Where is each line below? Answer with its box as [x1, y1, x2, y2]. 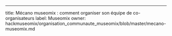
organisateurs [5, 15, 35, 21]
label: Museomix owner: [35, 15, 86, 21]
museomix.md [5, 26, 35, 31]
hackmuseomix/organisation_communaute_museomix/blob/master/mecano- [5, 20, 166, 26]
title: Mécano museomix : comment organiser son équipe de [5, 10, 132, 15]
